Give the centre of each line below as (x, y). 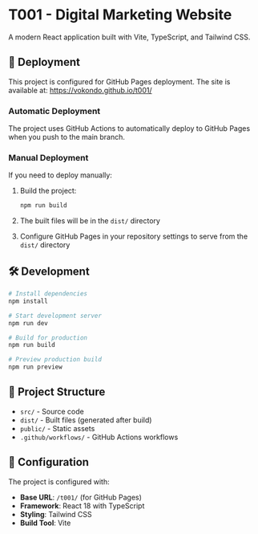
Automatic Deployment (54, 111)
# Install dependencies (48, 294)
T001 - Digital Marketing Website (120, 15)
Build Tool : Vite (45, 523)
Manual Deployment (48, 157)
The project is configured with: (59, 481)
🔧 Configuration (49, 462)
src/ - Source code (52, 411)
